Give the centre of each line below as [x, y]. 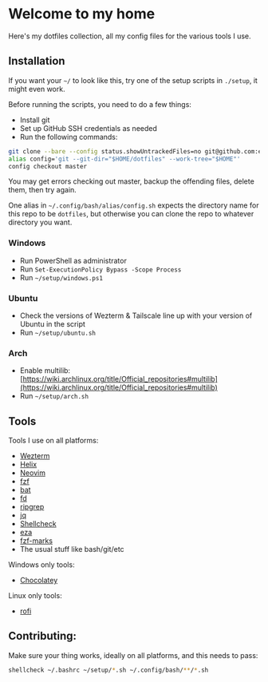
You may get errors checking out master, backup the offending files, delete [132, 181]
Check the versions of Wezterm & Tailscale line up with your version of [136, 315]
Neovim [33, 473]
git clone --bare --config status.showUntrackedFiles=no [105, 151]
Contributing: [43, 636]
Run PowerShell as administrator [73, 260]
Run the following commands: [69, 137]
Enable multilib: [45, 371]
